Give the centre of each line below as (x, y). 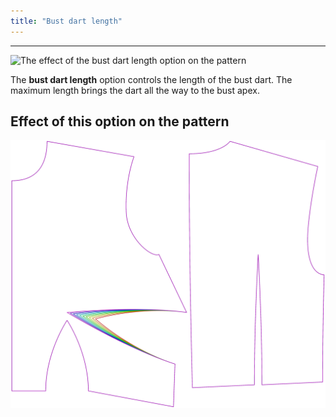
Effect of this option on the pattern (120, 121)
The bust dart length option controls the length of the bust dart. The (151, 79)
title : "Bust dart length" (66, 21)
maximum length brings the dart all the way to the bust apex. (135, 90)
